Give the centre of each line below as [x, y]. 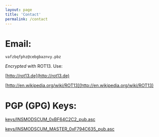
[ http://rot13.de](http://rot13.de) [37, 76]
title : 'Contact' [23, 14]
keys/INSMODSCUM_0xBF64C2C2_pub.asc [50, 120]
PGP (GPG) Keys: [41, 106]
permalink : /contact [27, 19]
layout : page [19, 10]
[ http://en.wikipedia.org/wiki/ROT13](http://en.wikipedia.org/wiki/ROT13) [79, 86]
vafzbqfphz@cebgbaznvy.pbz [33, 57]
